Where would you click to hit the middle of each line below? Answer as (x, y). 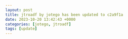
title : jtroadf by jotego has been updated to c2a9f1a (64, 15)
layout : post (19, 10)
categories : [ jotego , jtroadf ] (38, 24)
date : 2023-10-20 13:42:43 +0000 (40, 19)
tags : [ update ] (21, 29)
